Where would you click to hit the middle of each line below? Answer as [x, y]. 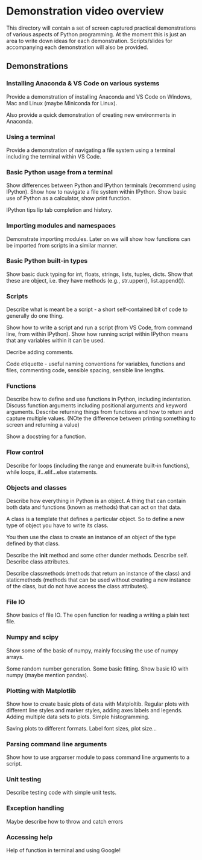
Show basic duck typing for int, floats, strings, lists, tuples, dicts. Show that [99, 274]
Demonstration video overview [85, 11]
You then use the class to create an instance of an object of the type [91, 537]
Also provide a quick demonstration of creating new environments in [91, 115]
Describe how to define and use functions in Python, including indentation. [99, 399]
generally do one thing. [35, 316]
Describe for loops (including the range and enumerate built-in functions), [98, 465]
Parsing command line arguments [57, 744]
